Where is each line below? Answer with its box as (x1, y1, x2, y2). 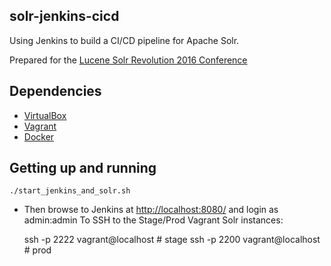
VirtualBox (23, 109, 67, 121)
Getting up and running (9, 160, 157, 177)
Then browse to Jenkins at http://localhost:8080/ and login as (23, 204, 279, 216)
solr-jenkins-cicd (9, 8, 120, 25)
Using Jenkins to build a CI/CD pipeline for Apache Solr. (9, 34, 240, 46)
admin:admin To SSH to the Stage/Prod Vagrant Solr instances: (23, 214, 284, 226)
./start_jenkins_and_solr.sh (9, 186, 131, 196)
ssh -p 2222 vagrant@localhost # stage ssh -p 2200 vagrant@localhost (23, 234, 321, 246)
